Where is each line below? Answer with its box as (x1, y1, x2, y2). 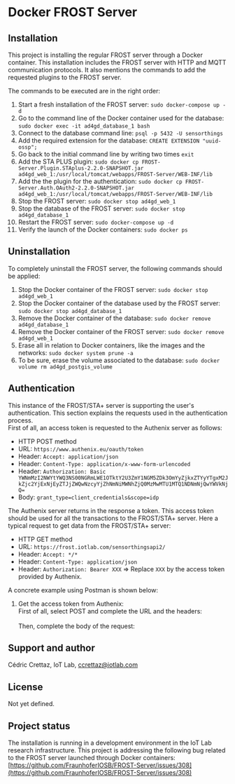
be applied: (8, 272, 41, 280)
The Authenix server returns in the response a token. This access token (8, 506, 214, 514)
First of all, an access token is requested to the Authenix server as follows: (8, 423, 222, 432)
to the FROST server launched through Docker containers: (8, 754, 176, 762)
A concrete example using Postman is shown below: (8, 585, 159, 594)
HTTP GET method (17, 535, 73, 543)
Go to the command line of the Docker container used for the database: (17, 114, 225, 122)
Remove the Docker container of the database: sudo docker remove (17, 314, 211, 322)
